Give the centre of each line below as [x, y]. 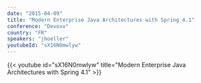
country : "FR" [27, 33]
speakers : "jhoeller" [38, 39]
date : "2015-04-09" [35, 13]
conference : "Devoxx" [38, 26]
